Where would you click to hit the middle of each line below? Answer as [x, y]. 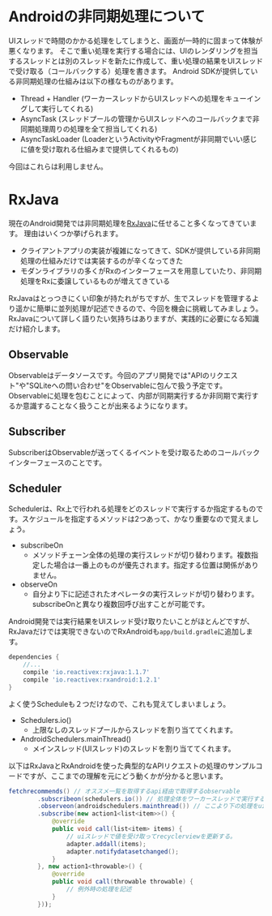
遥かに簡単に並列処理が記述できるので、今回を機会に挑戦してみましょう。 [139, 308]
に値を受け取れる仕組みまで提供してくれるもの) [100, 149]
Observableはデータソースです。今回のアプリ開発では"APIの [109, 375]
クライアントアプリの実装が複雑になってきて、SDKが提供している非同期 [140, 250]
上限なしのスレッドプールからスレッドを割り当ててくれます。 [134, 729]
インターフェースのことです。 [57, 462]
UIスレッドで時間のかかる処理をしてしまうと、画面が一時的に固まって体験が [136, 41]
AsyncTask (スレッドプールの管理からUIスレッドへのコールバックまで [136, 118]
